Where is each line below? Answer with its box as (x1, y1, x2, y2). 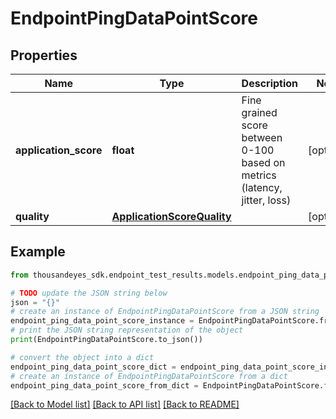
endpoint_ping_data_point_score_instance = (10, 316, 195, 326)
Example (10, 243, 66, 261)
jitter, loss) (241, 193, 292, 207)
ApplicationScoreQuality (111, 210, 232, 223)
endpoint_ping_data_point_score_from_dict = (10, 380, 199, 391)
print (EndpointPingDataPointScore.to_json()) (10, 335, 203, 345)
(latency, (241, 181, 283, 194)
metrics (241, 168, 277, 182)
